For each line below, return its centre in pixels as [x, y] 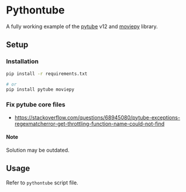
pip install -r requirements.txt [47, 74]
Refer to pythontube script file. [42, 183]
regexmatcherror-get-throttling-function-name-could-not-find [89, 124]
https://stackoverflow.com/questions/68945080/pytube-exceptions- [97, 117]
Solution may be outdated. [38, 150]
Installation [23, 61]
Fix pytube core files [36, 105]
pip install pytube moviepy [40, 90]
